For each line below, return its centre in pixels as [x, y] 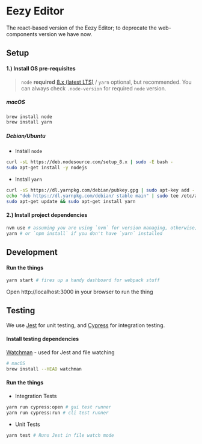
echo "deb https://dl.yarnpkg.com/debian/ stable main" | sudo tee [93, 196]
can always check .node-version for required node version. [93, 88]
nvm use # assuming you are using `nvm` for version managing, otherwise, [102, 228]
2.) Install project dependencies [47, 215]
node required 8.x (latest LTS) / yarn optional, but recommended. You [106, 82]
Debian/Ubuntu [26, 136]
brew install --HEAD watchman [44, 369]
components [22, 34]
